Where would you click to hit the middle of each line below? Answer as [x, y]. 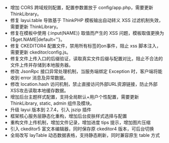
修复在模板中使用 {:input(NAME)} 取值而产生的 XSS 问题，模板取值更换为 [87, 33]
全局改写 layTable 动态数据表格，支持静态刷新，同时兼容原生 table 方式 [85, 135]
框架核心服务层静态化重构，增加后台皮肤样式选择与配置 [68, 116]
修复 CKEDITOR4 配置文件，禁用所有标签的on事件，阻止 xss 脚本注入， [86, 46]
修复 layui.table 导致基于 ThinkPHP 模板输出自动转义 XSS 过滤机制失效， [87, 20]
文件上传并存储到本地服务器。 [41, 65]
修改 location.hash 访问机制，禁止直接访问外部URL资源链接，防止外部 [84, 84]
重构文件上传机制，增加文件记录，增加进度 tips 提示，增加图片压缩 [80, 122]
